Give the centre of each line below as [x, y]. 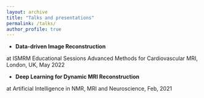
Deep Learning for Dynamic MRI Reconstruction [77, 77]
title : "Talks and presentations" [51, 18]
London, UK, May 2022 [36, 65]
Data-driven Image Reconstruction [60, 47]
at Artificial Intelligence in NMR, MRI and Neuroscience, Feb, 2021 [89, 89]
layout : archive [27, 12]
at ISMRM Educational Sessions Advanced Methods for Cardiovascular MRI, [102, 58]
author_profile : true [34, 29]
